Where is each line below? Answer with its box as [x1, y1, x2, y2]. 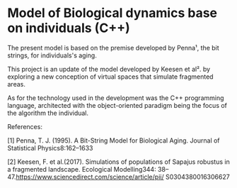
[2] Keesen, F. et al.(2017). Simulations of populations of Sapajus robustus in [7, 157, 230, 166]
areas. [7, 79, 26, 88]
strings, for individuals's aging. [7, 51, 97, 60]
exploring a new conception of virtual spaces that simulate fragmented [7, 72, 214, 81]
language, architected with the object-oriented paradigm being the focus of [7, 101, 228, 109]
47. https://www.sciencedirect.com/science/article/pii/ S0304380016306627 [7, 172, 230, 181]
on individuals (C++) [7, 20, 130, 36]
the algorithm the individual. [7, 109, 89, 117]
